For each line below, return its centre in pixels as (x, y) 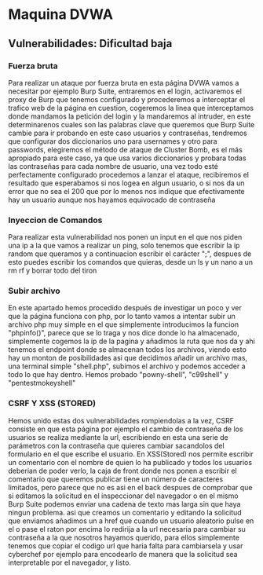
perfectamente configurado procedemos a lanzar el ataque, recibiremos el (129, 174)
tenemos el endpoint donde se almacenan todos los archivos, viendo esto (128, 350)
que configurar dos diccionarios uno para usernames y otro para (113, 141)
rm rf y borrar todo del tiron (53, 271)
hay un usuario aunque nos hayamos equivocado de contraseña (112, 200)
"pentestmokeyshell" (42, 383)
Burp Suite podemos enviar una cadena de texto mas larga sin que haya (124, 504)
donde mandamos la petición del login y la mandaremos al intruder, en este (130, 116)
